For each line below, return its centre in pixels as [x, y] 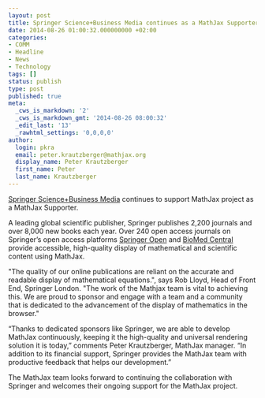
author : [21, 140]
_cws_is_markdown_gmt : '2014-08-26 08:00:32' [91, 118]
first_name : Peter [46, 169]
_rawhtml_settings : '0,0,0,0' [65, 132]
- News [19, 60]
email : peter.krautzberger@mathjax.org [81, 154]
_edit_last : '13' [44, 125]
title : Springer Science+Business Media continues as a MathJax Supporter [134, 23]
